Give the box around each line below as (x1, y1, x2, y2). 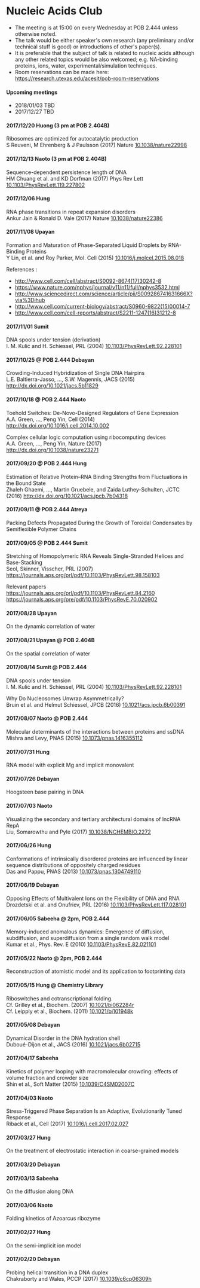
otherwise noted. (14, 30, 57, 37)
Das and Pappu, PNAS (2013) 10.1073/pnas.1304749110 (6, 868, 141, 875)
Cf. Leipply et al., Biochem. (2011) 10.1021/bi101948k (6, 1008, 133, 1015)
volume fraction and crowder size (6, 1075, 89, 1082)
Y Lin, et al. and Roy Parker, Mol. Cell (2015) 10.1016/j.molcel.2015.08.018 (6, 254, 184, 261)
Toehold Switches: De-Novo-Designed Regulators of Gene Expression (6, 409, 179, 416)
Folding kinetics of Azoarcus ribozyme (6, 1215, 101, 1222)
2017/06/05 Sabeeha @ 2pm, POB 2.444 (6, 915, 110, 922)
